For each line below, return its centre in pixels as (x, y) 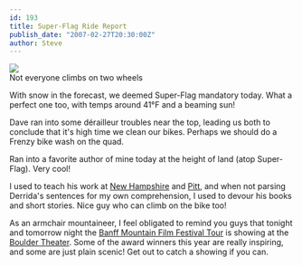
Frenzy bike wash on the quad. (67, 142)
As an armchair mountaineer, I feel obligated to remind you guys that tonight (151, 223)
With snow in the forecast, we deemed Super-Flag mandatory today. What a (151, 95)
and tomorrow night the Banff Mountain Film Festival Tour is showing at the (149, 233)
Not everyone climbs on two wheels (76, 78)
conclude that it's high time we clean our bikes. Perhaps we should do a (143, 132)
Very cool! (52, 169)
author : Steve (36, 43)
